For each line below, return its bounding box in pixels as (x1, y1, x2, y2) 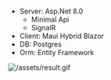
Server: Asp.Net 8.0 (19, 7, 84, 16)
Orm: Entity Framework (19, 48, 95, 57)
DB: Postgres (19, 40, 63, 49)
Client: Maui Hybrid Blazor (19, 31, 104, 40)
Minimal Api (30, 15, 70, 24)
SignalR (30, 23, 56, 32)
